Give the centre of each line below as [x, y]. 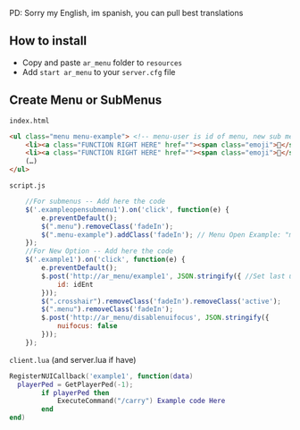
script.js [28, 186]
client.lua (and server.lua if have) [73, 359]
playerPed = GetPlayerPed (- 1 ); [75, 384]
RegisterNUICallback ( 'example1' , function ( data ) [101, 376]
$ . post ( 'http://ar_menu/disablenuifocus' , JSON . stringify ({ [155, 318]
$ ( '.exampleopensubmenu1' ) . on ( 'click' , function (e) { [127, 209]
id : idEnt [75, 284]
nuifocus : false [87, 326]
